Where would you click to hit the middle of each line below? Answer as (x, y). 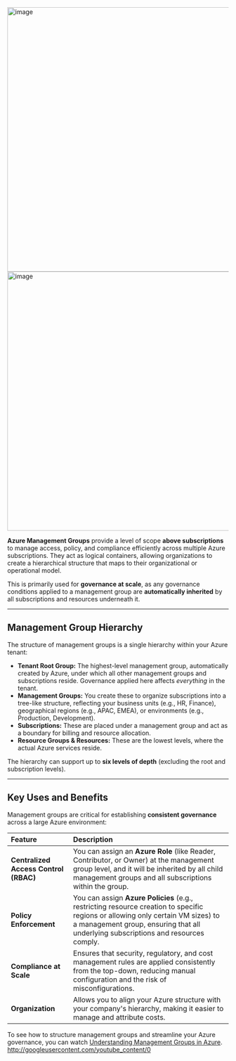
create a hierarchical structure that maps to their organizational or (103, 563)
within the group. (101, 886)
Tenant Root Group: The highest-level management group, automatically (123, 665)
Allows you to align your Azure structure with (147, 999)
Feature (24, 839)
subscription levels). (37, 769)
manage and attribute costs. (119, 1017)
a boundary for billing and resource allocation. (84, 733)
